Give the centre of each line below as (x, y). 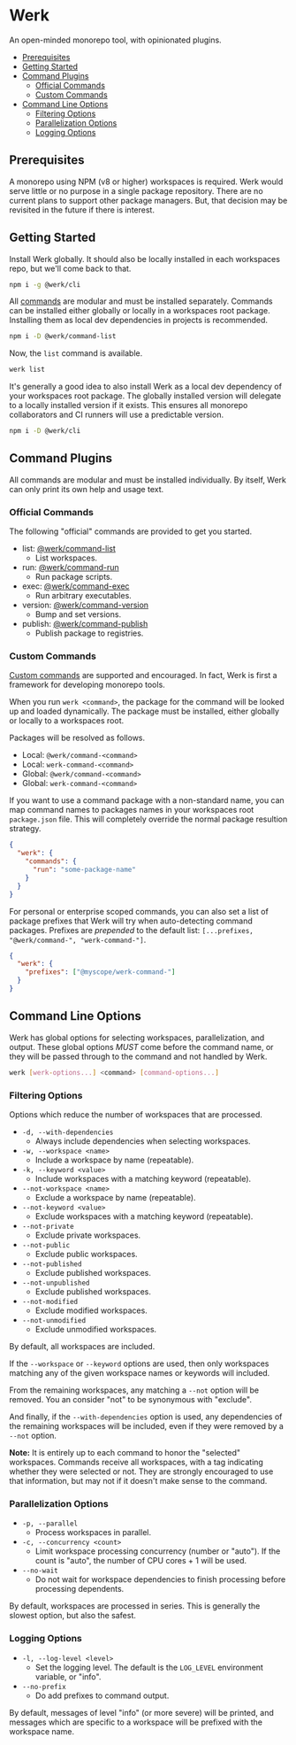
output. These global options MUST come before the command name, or (141, 1046)
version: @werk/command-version (85, 605)
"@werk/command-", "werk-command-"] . (78, 939)
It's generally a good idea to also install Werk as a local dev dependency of (146, 387)
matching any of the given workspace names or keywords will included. (140, 1372)
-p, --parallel (50, 1524)
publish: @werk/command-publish (85, 624)
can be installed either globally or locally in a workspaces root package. (140, 311)
